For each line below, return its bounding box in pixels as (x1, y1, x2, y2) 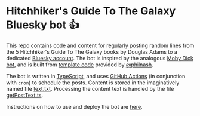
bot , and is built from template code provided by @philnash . (6, 61, 153, 68)
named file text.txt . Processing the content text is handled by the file (6, 85, 174, 92)
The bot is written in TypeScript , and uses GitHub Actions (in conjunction (6, 72, 186, 80)
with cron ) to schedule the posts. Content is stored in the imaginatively (6, 79, 180, 86)
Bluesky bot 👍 (6, 18, 79, 32)
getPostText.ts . (6, 91, 44, 99)
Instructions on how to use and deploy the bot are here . (6, 103, 143, 110)
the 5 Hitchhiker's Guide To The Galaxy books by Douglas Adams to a (6, 48, 177, 55)
